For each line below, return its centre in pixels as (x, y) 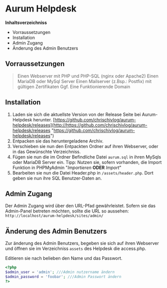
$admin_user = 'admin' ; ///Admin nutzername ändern (60, 272)
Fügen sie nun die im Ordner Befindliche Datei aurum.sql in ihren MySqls (86, 157)
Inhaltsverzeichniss (26, 22)
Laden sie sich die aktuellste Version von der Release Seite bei (77, 114)
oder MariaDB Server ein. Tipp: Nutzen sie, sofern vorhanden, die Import (87, 162)
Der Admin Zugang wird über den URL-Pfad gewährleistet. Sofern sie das (81, 206)
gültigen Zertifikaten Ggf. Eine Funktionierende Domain (74, 86)
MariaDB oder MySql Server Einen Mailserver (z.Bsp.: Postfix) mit (84, 81)
